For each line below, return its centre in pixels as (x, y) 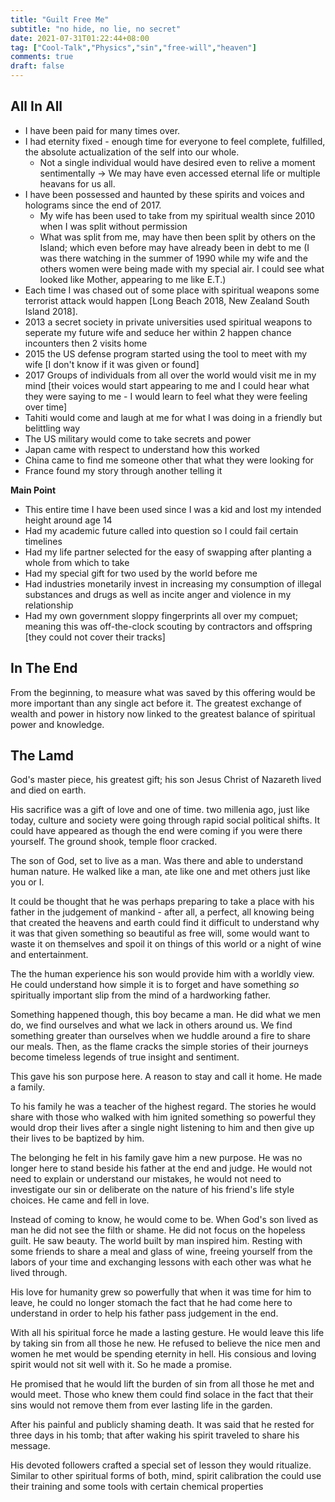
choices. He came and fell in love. (80, 1200)
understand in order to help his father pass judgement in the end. (144, 1313)
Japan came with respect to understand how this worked (142, 449)
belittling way (52, 428)
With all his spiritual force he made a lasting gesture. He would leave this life (167, 1333)
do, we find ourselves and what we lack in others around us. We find (151, 1025)
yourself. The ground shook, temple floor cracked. (114, 842)
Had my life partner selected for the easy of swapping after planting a (168, 552)
